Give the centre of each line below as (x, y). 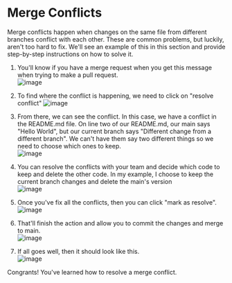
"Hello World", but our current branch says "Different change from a (114, 131)
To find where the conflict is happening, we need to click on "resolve (115, 96)
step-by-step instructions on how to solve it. (70, 54)
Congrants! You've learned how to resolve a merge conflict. (92, 272)
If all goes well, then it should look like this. (78, 251)
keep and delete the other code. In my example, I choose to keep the (115, 174)
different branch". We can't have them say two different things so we (115, 138)
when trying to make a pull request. (68, 75)
